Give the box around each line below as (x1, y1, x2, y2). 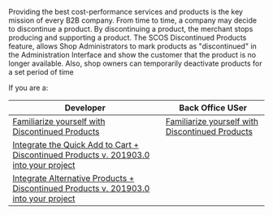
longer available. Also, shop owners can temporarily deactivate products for (8, 58, 262, 68)
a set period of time (8, 67, 75, 76)
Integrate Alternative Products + (12, 173, 135, 183)
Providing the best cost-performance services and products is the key (8, 7, 244, 16)
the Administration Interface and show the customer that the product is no (8, 50, 257, 59)
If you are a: (8, 83, 49, 92)
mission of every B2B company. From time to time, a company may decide (8, 15, 258, 25)
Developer (64, 102, 106, 113)
